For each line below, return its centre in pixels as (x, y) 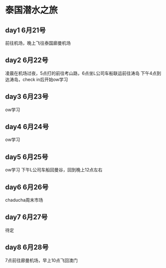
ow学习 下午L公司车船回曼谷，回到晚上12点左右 (54, 170)
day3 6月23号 (27, 97)
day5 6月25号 (27, 157)
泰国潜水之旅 (32, 10)
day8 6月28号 (27, 247)
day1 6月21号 (25, 30)
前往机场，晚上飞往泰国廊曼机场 (38, 43)
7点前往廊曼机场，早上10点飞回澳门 (42, 260)
